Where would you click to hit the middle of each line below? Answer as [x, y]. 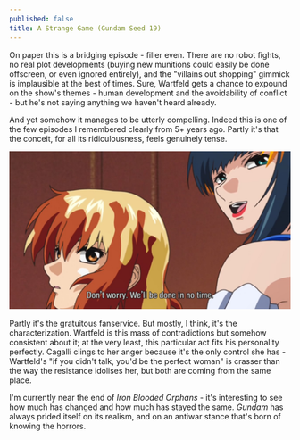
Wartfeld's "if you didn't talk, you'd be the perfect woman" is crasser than [145, 361]
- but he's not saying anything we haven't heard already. [113, 102]
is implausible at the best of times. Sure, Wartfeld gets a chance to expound [148, 83]
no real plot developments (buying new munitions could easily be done [139, 64]
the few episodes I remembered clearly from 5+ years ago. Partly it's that [144, 129]
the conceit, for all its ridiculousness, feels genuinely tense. [118, 138]
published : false [42, 19]
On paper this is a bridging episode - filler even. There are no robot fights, [145, 54]
